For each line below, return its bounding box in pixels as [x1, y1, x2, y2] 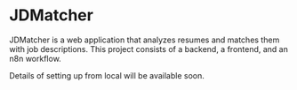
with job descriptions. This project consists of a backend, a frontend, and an [9, 43, 289, 54]
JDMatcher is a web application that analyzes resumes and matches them [9, 34, 280, 45]
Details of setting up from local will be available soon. [9, 70, 205, 80]
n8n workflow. [9, 53, 62, 64]
